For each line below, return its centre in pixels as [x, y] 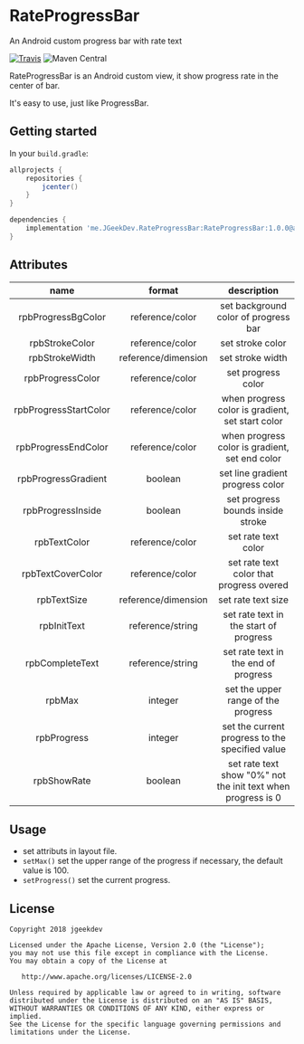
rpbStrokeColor [62, 343]
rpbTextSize [62, 600]
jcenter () [60, 186]
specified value [254, 749]
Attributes [38, 265]
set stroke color [253, 343]
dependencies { [38, 220]
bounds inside [253, 510]
